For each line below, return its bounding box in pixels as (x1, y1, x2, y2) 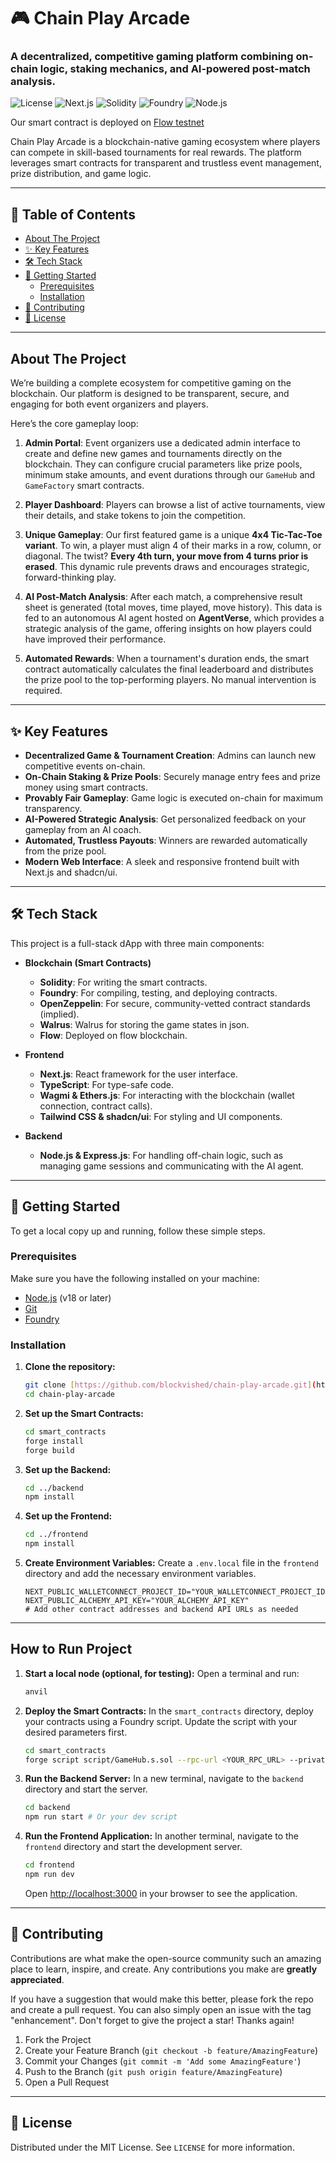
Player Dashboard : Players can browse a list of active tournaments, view (24, 499, 326, 511)
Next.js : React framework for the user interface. (39, 1068, 238, 1080)
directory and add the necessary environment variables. (24, 1568, 257, 1580)
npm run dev (24, 1870, 75, 1880)
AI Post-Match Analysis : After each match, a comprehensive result (24, 591, 303, 603)
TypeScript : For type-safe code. (39, 1078, 175, 1090)
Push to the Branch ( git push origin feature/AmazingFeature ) (24, 2065, 283, 2077)
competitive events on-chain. (24, 760, 146, 772)
